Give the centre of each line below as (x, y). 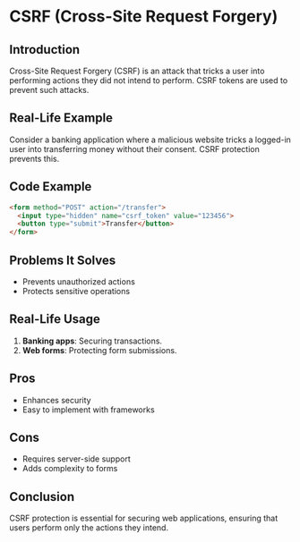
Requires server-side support (77, 459)
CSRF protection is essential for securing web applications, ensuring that (144, 518)
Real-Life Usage (55, 319)
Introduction (45, 50)
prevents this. (34, 158)
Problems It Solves (63, 260)
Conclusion (42, 497)
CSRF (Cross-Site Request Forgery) (144, 17)
